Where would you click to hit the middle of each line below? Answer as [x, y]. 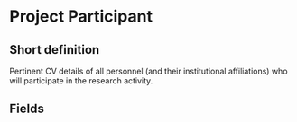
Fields [27, 109]
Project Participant [81, 17]
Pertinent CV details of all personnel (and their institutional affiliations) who [148, 71]
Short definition [55, 50]
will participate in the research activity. [81, 81]
